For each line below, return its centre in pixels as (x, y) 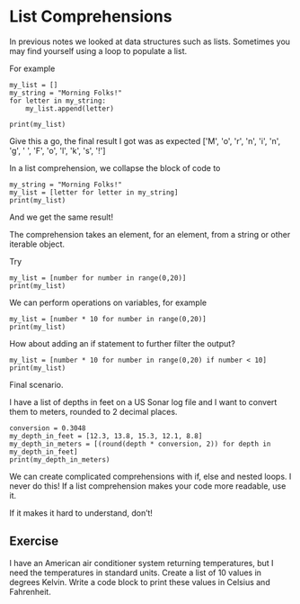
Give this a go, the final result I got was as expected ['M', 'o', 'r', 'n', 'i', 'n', (145, 140)
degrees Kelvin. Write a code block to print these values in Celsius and (140, 581)
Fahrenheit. (30, 591)
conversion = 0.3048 (48, 428)
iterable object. (37, 244)
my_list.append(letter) (70, 108)
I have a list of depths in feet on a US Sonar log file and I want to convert (143, 401)
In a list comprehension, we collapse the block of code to (115, 167)
